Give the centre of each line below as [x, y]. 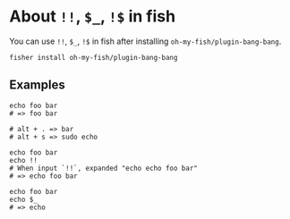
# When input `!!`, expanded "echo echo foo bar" [104, 168]
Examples [37, 85]
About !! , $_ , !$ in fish [93, 17]
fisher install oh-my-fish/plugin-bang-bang [94, 57]
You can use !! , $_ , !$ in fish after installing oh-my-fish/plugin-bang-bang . [145, 41]
